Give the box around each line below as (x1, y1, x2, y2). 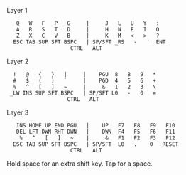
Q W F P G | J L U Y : (16, 20, 160, 27)
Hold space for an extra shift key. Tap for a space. (6, 159, 153, 168)
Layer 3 (6, 108, 29, 117)
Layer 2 (6, 57, 29, 65)
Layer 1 (6, 6, 28, 14)
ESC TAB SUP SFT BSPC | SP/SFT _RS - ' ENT (13, 38, 166, 46)
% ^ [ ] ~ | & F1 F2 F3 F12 (19, 134, 175, 142)
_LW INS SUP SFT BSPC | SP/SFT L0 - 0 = (9, 90, 157, 97)
